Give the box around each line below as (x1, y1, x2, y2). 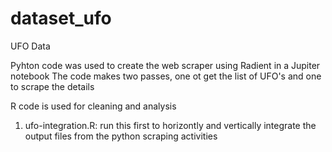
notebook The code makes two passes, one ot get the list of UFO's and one (10, 70, 322, 82)
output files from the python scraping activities (24, 130, 218, 142)
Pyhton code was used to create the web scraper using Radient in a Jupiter (10, 59, 321, 71)
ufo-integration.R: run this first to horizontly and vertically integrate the (24, 119, 317, 131)
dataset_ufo (10, 7, 112, 30)
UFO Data (10, 40, 51, 52)
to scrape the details (10, 80, 95, 92)
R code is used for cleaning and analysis (10, 100, 177, 112)
